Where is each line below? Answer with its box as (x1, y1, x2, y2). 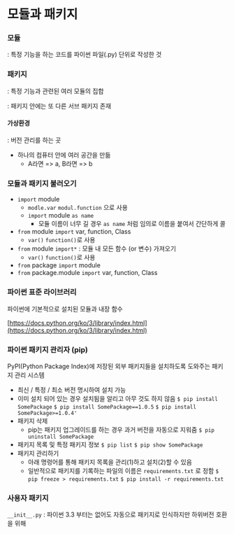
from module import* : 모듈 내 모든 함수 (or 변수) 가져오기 (17, 244, 177, 253)
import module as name (27, 211, 94, 220)
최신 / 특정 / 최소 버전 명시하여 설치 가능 (17, 386, 126, 394)
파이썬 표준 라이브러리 (7, 288, 77, 297)
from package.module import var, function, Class (17, 269, 158, 277)
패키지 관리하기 (17, 449, 59, 457)
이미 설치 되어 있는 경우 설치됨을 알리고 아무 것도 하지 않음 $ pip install (17, 394, 219, 402)
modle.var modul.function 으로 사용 (27, 204, 128, 212)
